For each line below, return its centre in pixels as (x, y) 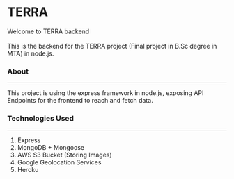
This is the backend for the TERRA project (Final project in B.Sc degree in (112, 46)
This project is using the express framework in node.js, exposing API (106, 93)
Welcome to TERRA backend (48, 31)
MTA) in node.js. (31, 53)
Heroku (28, 169)
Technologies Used (41, 119)
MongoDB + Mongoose (51, 147)
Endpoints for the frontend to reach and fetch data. (80, 101)
